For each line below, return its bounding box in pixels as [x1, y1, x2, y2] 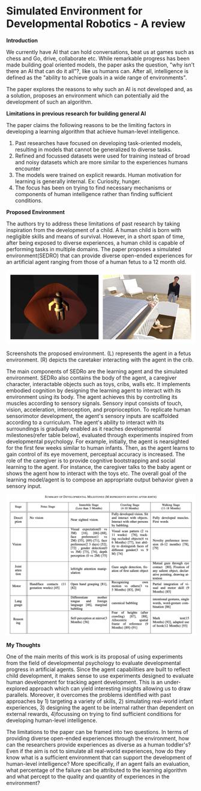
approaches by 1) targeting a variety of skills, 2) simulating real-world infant [6, 697, 193, 705]
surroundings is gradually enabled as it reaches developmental [6, 425, 162, 432]
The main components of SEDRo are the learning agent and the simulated [6, 368, 188, 375]
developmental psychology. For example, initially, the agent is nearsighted [6, 438, 189, 445]
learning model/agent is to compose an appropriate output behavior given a [6, 476, 193, 483]
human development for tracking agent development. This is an [6, 678, 163, 685]
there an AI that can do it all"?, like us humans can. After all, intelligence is [6, 67, 189, 74]
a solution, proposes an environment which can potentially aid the [6, 92, 169, 99]
